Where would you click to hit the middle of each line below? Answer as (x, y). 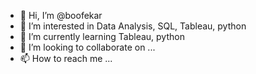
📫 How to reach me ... (66, 58)
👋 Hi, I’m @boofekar (61, 15)
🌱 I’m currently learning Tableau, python (102, 36)
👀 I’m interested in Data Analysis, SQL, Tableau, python (133, 26)
